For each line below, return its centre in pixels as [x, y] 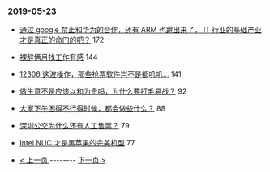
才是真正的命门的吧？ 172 [62, 40]
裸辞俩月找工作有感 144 [58, 57]
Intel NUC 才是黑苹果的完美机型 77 [77, 143]
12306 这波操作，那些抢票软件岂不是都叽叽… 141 [100, 74]
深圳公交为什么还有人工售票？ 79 [75, 126]
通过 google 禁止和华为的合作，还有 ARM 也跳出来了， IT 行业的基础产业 [141, 30]
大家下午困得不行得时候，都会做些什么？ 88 [92, 109]
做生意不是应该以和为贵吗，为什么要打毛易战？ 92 [103, 91]
